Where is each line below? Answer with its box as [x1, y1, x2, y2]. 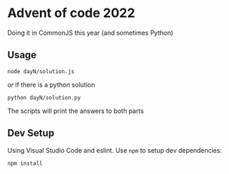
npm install [7, 160, 43, 167]
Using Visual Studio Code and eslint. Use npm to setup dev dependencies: [7, 146, 223, 154]
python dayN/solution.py [7, 94, 81, 101]
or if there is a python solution [7, 80, 95, 89]
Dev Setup [7, 127, 55, 139]
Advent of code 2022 [7, 5, 135, 21]
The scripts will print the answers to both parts [7, 107, 144, 115]
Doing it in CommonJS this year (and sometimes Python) [7, 28, 174, 37]
